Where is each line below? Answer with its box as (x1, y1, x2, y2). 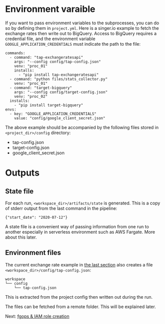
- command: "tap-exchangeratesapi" (9, 55, 83, 60)
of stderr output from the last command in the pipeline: (5, 205, 118, 211)
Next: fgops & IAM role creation (5, 313, 70, 319)
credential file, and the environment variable (5, 36, 95, 42)
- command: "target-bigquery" (9, 85, 72, 90)
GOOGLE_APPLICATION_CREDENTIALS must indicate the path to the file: (5, 41, 141, 47)
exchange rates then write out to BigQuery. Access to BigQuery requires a (5, 30, 157, 36)
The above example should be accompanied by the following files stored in (5, 124, 159, 130)
